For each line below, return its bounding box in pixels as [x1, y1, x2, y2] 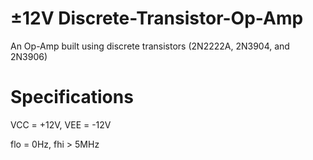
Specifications [10, 86, 134, 109]
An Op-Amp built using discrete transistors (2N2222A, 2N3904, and [10, 40, 290, 52]
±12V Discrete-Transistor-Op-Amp [10, 7, 304, 30]
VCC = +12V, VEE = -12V [10, 118, 112, 131]
